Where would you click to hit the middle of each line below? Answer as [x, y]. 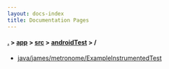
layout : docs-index [36, 14]
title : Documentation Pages [48, 20]
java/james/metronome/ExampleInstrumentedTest [90, 58]
